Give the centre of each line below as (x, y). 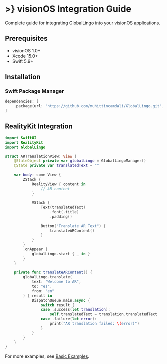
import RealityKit (24, 143)
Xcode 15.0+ (25, 56)
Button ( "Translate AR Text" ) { (73, 226)
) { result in (38, 296)
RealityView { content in (59, 184)
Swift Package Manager (35, 91)
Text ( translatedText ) (63, 207)
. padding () (61, 216)
